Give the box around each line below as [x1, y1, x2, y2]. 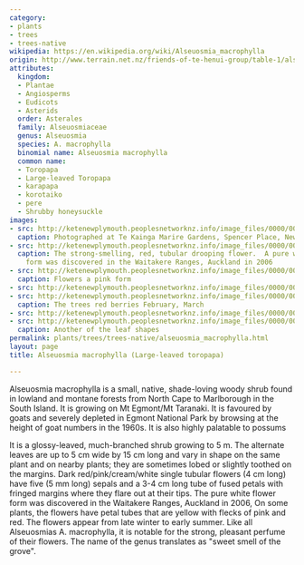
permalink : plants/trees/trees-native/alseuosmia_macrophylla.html [9, 334, 270, 343]
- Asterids [17, 106, 59, 115]
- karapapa [17, 182, 59, 191]
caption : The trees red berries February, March [17, 300, 204, 309]
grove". [9, 545, 36, 556]
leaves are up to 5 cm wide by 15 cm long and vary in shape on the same [9, 449, 280, 460]
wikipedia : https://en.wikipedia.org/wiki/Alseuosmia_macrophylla [9, 47, 265, 56]
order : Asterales [17, 114, 83, 123]
